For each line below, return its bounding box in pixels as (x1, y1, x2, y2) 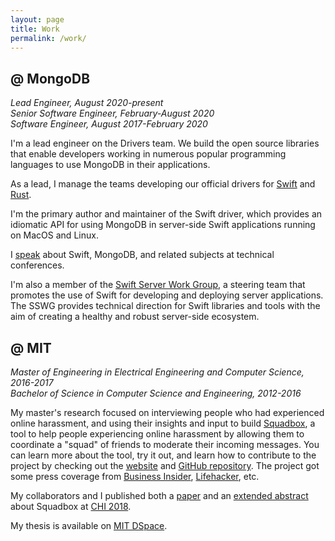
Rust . (10, 189, 32, 201)
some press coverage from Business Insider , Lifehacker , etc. (10, 471, 260, 482)
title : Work (10, 24, 60, 34)
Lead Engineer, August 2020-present (10, 97, 164, 109)
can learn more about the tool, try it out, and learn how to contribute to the (10, 449, 317, 461)
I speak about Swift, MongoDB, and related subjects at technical (10, 249, 275, 261)
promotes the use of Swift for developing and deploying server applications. (10, 289, 324, 301)
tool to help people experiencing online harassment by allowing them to (10, 428, 305, 440)
